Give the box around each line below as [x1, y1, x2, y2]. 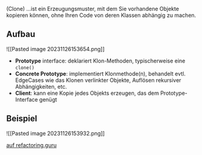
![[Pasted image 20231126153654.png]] [6, 45, 105, 52]
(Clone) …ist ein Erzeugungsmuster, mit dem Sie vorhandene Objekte [6, 5, 180, 12]
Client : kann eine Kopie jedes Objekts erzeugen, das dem [15, 89, 160, 97]
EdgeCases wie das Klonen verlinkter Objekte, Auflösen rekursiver [15, 76, 181, 84]
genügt [39, 95, 58, 103]
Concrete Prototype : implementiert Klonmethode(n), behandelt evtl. [15, 70, 186, 77]
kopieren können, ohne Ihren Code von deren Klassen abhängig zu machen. [6, 12, 197, 19]
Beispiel [6, 114, 38, 124]
